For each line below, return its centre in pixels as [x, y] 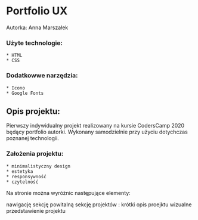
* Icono [16, 88]
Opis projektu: [33, 111]
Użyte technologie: [34, 43]
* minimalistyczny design [38, 166]
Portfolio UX [37, 11]
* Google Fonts [25, 93]
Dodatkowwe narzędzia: [42, 76]
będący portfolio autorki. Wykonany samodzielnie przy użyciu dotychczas [97, 132]
